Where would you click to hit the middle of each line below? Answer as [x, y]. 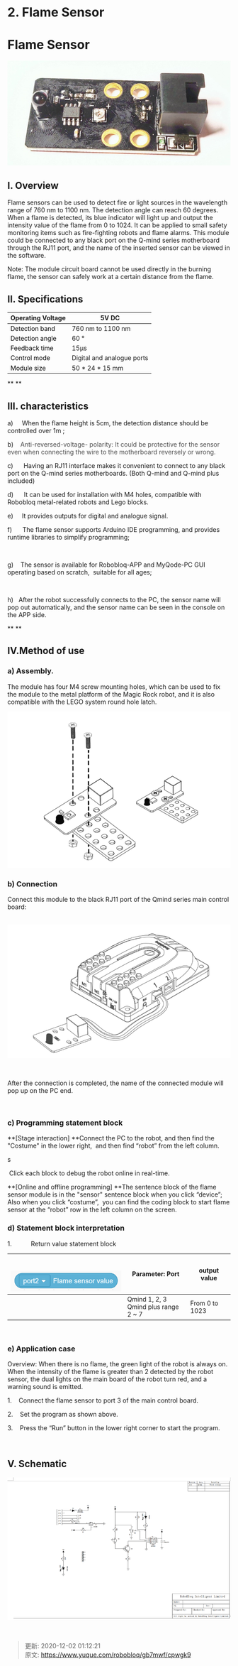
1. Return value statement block [62, 1243]
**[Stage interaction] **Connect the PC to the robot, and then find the [111, 1138]
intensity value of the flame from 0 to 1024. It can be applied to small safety [118, 225]
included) [21, 481]
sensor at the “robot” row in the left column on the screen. [92, 1210]
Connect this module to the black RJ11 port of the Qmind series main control [118, 900]
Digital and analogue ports [110, 358]
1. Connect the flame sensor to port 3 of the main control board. [103, 1400]
